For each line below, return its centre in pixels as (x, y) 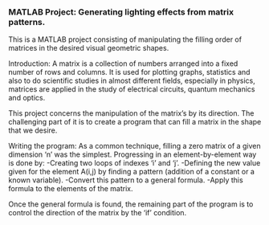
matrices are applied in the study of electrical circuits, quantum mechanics (132, 89)
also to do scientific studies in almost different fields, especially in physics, (132, 81)
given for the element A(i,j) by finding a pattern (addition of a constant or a (131, 172)
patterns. (27, 22)
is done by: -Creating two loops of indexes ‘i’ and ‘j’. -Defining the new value (134, 163)
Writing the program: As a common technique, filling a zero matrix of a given (134, 146)
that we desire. (33, 130)
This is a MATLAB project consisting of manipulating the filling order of (125, 39)
